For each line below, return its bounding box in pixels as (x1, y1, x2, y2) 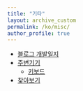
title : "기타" (7, 10, 45, 17)
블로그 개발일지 (17, 50, 59, 58)
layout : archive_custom (7, 17, 77, 24)
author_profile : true (7, 29, 70, 37)
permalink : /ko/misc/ (7, 23, 70, 30)
